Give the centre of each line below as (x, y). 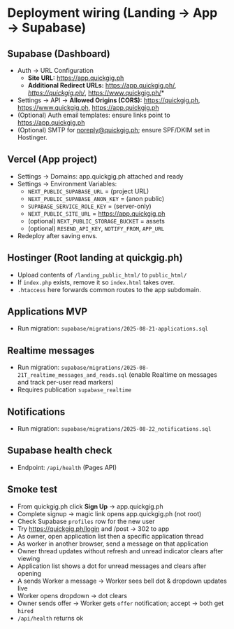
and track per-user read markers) (65, 382)
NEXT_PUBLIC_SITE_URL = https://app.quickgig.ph (96, 213)
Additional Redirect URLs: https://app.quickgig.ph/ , (102, 85)
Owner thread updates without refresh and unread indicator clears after (120, 551)
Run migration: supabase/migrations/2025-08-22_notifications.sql (114, 429)
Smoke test (32, 489)
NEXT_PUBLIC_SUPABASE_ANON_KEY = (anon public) (96, 198)
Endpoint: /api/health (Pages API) (67, 467)
